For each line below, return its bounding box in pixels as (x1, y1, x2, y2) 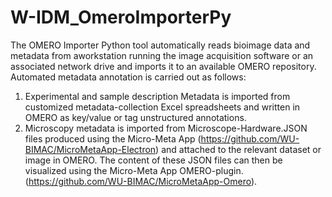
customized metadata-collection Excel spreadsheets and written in (24, 101, 301, 113)
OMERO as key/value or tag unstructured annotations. (24, 111, 247, 123)
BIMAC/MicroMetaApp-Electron (24, 143, 157, 155)
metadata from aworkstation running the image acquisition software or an (10, 49, 314, 61)
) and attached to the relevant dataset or (155, 143, 322, 155)
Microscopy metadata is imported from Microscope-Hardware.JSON (24, 122, 308, 134)
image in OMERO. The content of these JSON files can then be (24, 154, 283, 166)
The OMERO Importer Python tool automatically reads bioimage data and (10, 39, 311, 51)
